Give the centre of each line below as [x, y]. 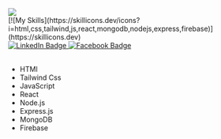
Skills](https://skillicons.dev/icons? [84, 20]
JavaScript [37, 86]
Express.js [36, 111]
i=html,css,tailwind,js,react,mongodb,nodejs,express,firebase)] [110, 28]
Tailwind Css [40, 77]
